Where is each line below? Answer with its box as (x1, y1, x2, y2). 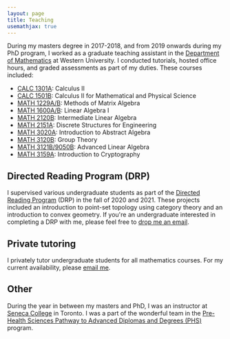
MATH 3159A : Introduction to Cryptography (17, 150, 140, 158)
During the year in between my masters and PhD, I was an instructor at (7, 301, 208, 310)
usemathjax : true (7, 23, 57, 30)
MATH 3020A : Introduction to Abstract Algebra (17, 128, 151, 136)
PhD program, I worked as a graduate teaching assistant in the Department (7, 49, 220, 57)
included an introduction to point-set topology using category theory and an (7, 203, 223, 212)
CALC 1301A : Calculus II (17, 84, 85, 93)
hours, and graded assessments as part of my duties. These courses (7, 63, 202, 72)
